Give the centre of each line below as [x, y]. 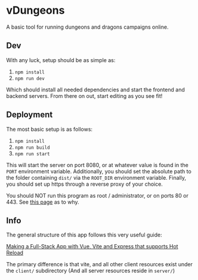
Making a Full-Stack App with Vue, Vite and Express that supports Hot [92, 247]
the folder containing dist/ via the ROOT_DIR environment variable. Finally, [96, 177]
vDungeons [35, 10]
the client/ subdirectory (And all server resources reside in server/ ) [90, 271]
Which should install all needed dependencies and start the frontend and [95, 90]
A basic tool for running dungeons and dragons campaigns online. [87, 27]
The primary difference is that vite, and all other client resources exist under [99, 264]
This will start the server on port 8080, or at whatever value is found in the [98, 165]
